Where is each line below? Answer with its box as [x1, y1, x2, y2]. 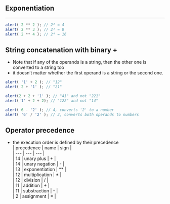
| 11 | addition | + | [12, 182, 50, 189]
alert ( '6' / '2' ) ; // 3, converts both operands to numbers [5, 112, 139, 117]
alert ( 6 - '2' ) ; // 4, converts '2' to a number [5, 107, 114, 112]
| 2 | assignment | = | [12, 193, 57, 199]
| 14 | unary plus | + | [12, 155, 56, 161]
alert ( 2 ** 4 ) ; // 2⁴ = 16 [5, 31, 67, 37]
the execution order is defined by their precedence [12, 139, 119, 146]
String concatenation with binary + [5, 46, 117, 54]
